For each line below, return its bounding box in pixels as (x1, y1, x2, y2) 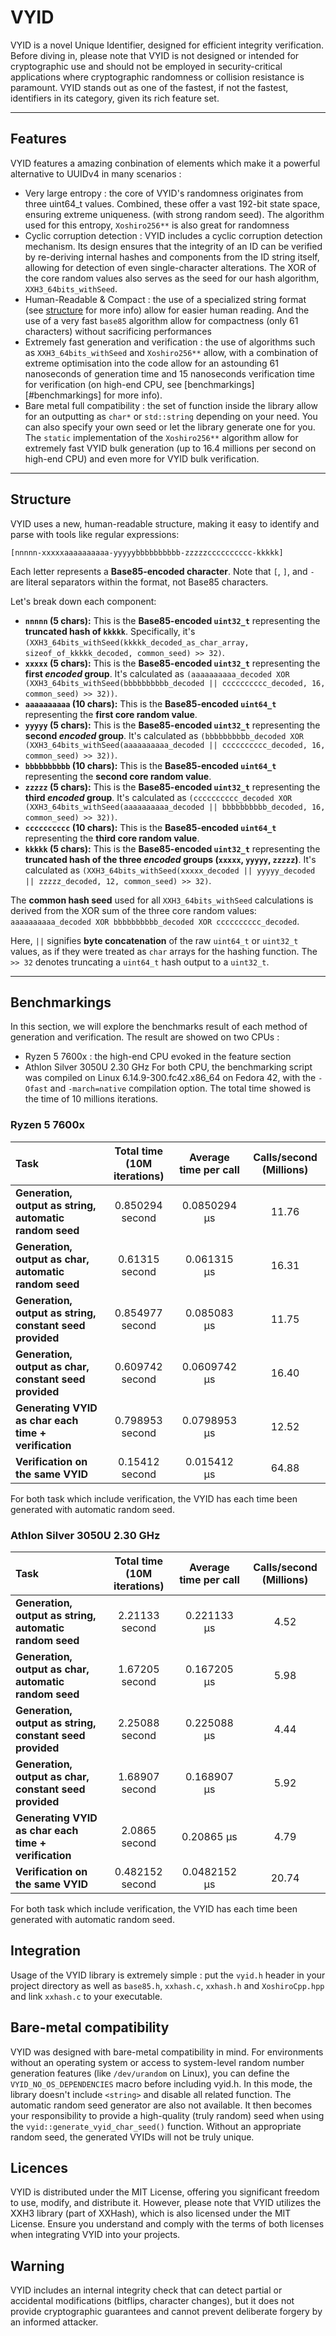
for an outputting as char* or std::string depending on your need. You (24, 410, 318, 422)
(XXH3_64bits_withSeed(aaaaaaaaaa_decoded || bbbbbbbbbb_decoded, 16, (24, 802, 326, 812)
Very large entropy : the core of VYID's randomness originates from (24, 187, 304, 199)
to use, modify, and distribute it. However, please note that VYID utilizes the (10, 2197, 322, 2209)
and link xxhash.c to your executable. (10, 1990, 163, 2002)
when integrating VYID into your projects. (10, 2229, 181, 2241)
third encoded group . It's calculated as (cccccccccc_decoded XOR (24, 791, 293, 803)
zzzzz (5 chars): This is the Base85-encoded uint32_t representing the (24, 781, 321, 793)
